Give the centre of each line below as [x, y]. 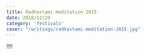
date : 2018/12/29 [28, 18]
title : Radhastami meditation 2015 [52, 12]
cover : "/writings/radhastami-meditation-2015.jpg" [73, 29]
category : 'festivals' [35, 23]
